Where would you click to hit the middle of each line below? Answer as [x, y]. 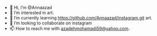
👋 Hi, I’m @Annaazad [31, 8]
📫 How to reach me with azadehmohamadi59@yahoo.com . [70, 28]
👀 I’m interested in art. [32, 13]
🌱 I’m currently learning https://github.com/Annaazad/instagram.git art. [81, 18]
